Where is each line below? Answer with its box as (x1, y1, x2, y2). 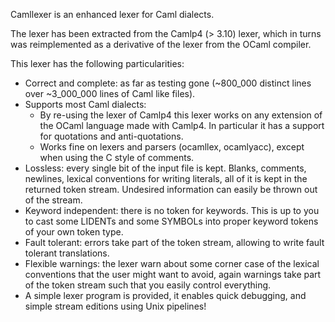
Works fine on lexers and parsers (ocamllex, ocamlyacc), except (39, 141, 305, 153)
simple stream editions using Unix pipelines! (24, 300, 207, 312)
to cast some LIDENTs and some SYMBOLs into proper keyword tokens (24, 215, 319, 227)
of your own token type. (24, 226, 124, 238)
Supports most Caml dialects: (24, 99, 147, 110)
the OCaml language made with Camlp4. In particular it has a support (39, 120, 325, 131)
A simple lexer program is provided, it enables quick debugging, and (24, 290, 307, 301)
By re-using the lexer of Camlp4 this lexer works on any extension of (39, 109, 323, 121)
